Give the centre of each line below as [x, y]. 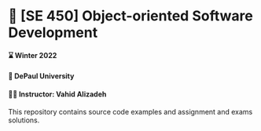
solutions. [24, 120]
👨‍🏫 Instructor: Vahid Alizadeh [57, 94]
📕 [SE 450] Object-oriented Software [130, 16]
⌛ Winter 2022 [33, 55]
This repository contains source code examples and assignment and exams [130, 111]
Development [53, 33]
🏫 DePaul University [41, 76]
